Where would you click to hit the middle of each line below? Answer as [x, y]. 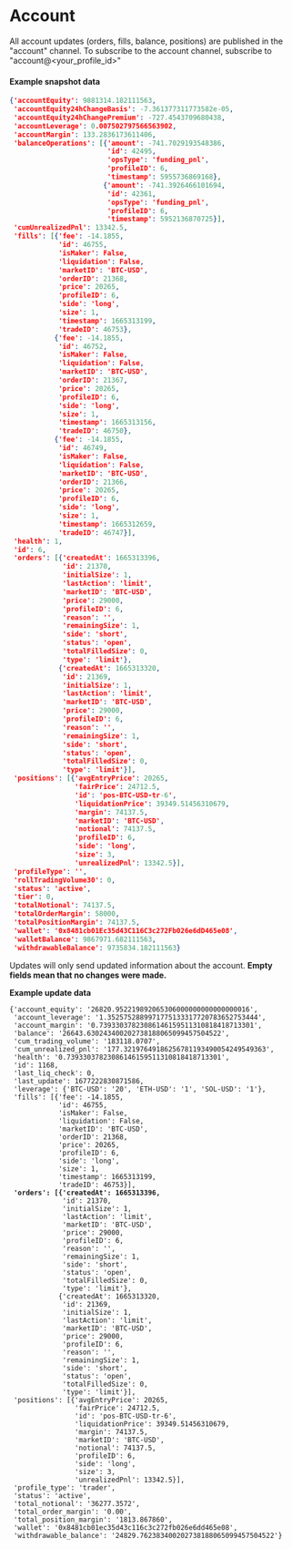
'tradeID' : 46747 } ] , [97, 533]
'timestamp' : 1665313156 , [107, 423]
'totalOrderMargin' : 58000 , [66, 914]
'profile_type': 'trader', [65, 1487]
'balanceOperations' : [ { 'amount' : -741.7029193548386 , [119, 143]
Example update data [50, 992]
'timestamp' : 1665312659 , [107, 524]
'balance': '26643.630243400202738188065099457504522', [121, 1033]
